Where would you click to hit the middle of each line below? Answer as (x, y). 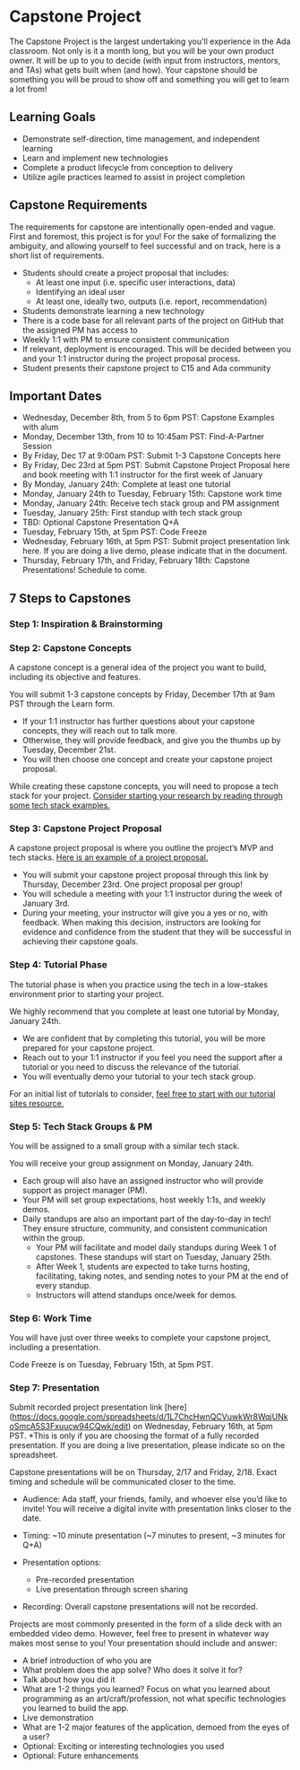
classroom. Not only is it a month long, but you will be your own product (142, 50)
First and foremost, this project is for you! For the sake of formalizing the (143, 236)
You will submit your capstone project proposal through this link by (145, 875)
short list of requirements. (57, 255)
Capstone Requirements (78, 205)
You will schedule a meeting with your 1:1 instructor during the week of (152, 894)
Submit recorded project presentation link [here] (99, 1407)
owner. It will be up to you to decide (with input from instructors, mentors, (145, 60)
